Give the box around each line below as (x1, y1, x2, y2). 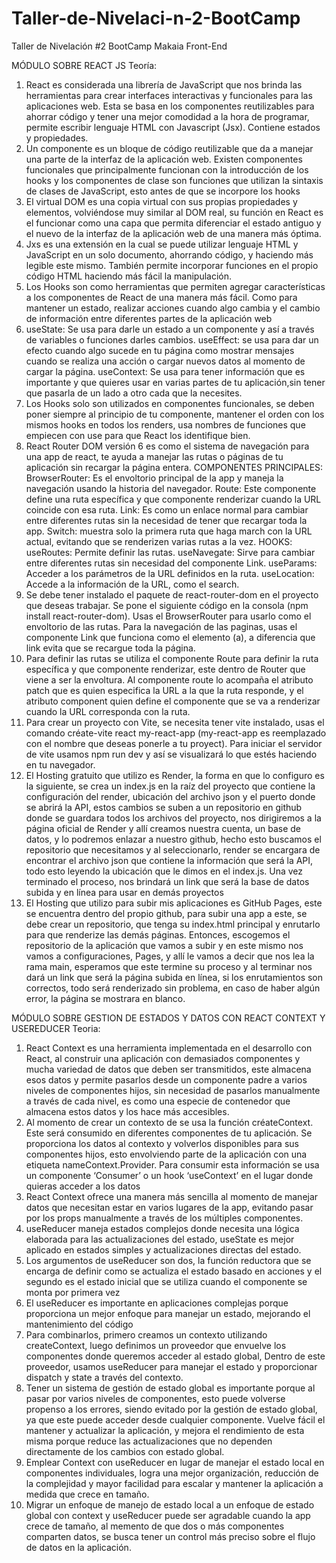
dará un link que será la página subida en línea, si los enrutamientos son (25, 971, 324, 983)
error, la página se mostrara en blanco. (25, 992, 186, 1004)
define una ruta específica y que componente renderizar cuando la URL (25, 493, 322, 505)
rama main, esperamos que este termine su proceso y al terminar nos (25, 960, 313, 972)
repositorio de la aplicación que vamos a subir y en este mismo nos (25, 939, 304, 951)
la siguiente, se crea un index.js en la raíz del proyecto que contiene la (25, 780, 316, 792)
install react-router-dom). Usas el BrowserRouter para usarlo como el (25, 610, 312, 622)
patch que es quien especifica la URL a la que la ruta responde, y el (25, 684, 304, 696)
